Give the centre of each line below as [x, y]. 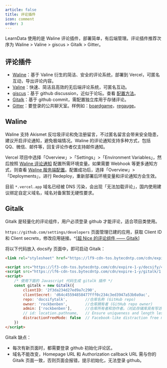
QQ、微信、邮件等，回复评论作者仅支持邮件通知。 [56, 147]
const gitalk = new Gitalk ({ [44, 286]
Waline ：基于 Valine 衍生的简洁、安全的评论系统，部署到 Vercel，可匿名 [86, 75]
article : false [21, 10]
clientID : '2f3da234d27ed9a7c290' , [60, 290]
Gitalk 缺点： [18, 337]
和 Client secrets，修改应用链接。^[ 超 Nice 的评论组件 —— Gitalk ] [73, 238]
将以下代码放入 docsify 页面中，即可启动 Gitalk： [55, 249]
